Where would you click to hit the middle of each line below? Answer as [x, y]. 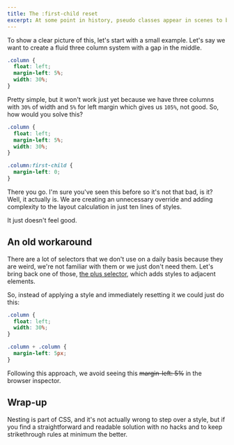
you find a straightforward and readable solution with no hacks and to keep [115, 427]
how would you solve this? [45, 114]
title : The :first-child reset [53, 14]
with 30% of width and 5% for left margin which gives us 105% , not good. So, [113, 107]
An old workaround [50, 242]
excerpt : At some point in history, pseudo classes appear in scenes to [115, 20]
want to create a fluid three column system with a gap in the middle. [104, 47]
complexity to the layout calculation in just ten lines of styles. [95, 206]
